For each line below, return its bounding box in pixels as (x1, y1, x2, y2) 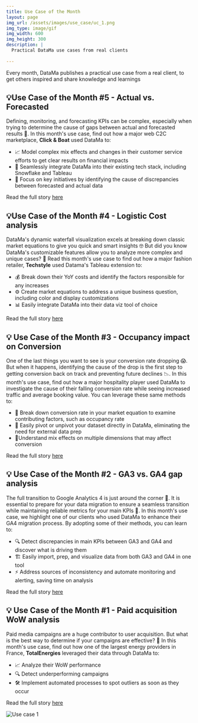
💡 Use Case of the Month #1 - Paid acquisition (6, 605, 177, 616)
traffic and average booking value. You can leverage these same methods (6, 391, 186, 398)
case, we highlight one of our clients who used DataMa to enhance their (6, 513, 181, 520)
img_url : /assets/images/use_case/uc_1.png (6, 20, 115, 26)
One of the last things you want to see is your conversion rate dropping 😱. (6, 357, 188, 364)
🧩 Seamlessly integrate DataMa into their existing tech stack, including (14, 163, 186, 170)
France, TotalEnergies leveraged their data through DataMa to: (6, 649, 160, 657)
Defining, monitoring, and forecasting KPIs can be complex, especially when (6, 118, 192, 125)
